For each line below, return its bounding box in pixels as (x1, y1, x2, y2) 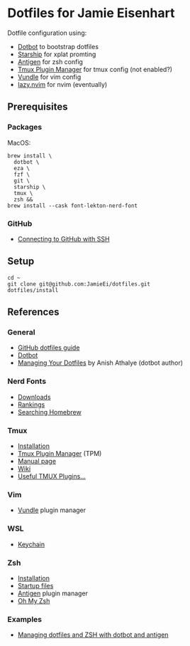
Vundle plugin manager (17, 506, 86, 514)
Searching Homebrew (17, 407, 82, 416)
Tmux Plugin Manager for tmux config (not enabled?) (17, 65, 172, 73)
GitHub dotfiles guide (17, 343, 80, 352)
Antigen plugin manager (17, 589, 89, 598)
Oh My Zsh (17, 596, 50, 605)
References (7, 306, 60, 318)
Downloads (17, 392, 51, 401)
